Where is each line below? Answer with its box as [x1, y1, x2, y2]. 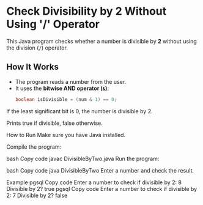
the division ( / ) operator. [6, 44, 68, 51]
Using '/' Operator [6, 17, 100, 31]
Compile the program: [6, 143, 62, 151]
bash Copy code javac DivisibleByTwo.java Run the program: [6, 155, 160, 162]
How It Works [6, 62, 59, 72]
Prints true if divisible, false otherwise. [6, 119, 103, 127]
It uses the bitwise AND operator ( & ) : [15, 84, 109, 92]
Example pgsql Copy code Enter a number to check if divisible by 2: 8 [6, 179, 182, 186]
